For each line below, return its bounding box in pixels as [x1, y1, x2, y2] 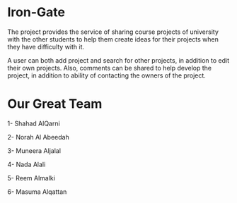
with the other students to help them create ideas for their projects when [7, 35, 219, 43]
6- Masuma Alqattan [7, 187, 67, 196]
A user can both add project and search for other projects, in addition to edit [7, 56, 230, 64]
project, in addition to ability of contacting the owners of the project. [7, 71, 207, 80]
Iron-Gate [7, 4, 66, 20]
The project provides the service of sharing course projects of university [7, 27, 219, 36]
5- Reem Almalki [7, 173, 55, 182]
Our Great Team [7, 96, 103, 112]
